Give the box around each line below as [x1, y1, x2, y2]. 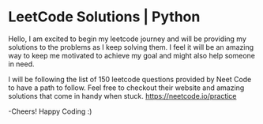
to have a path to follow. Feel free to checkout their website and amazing [8, 83, 245, 92]
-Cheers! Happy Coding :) [8, 107, 92, 116]
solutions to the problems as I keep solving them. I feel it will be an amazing [8, 42, 254, 51]
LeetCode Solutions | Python [8, 8, 201, 26]
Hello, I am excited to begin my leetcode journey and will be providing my [8, 34, 247, 43]
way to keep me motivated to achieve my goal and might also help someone [8, 51, 255, 60]
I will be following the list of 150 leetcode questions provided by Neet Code [8, 74, 252, 84]
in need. [8, 59, 35, 69]
